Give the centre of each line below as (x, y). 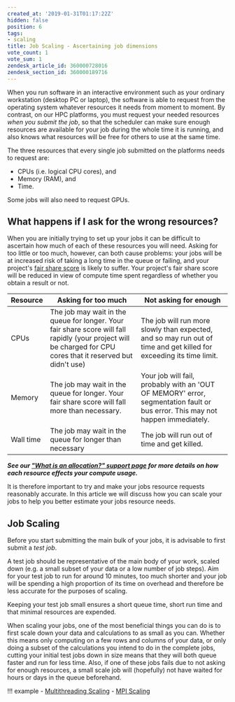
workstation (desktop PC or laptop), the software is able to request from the (116, 99)
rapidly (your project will (90, 338)
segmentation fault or (176, 402)
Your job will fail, (168, 376)
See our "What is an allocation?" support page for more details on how (113, 466)
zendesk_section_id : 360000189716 (58, 72)
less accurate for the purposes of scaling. (67, 591)
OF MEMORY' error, (173, 394)
